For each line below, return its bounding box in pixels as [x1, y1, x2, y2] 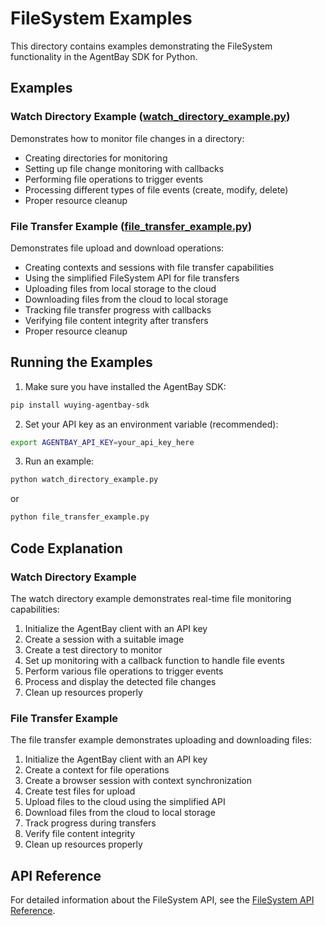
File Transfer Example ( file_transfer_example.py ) [10, 219, 253, 233]
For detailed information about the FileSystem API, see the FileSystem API [10, 894, 315, 906]
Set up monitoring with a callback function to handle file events [24, 654, 285, 666]
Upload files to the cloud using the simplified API [24, 796, 226, 808]
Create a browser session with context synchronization [24, 775, 253, 787]
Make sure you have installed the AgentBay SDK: [24, 380, 227, 392]
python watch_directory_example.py [10, 475, 159, 485]
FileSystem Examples [10, 7, 193, 30]
